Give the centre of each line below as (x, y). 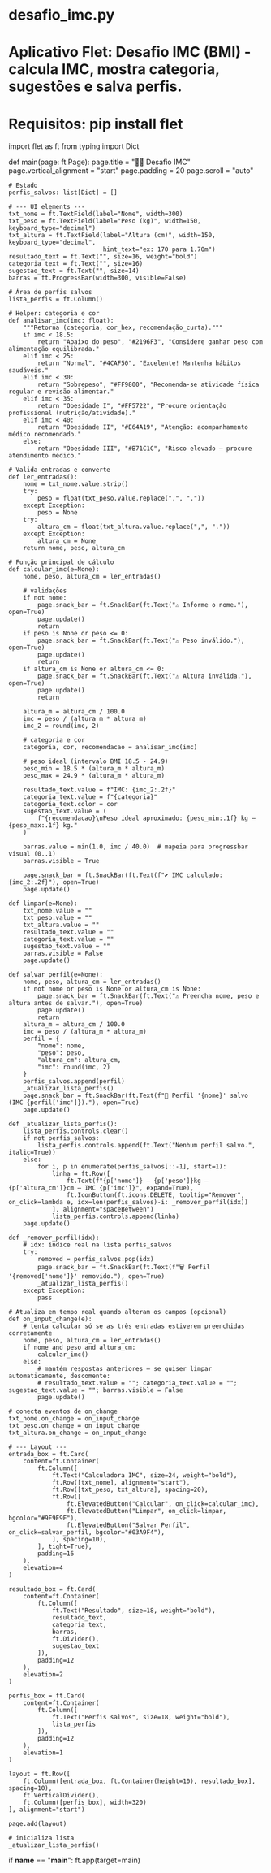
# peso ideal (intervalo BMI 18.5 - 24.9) (96, 761)
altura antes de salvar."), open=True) (76, 1004)
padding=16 (56, 1554)
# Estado (23, 186)
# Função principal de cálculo (61, 562)
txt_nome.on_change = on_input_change (74, 1419)
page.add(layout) (38, 1824)
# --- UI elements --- (47, 207)
